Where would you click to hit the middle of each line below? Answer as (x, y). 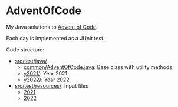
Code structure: (25, 49)
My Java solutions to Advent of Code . (52, 27)
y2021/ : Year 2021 (45, 73)
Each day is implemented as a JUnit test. (55, 38)
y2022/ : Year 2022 (46, 80)
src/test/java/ (31, 61)
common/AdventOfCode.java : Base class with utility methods (98, 67)
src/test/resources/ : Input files (51, 85)
